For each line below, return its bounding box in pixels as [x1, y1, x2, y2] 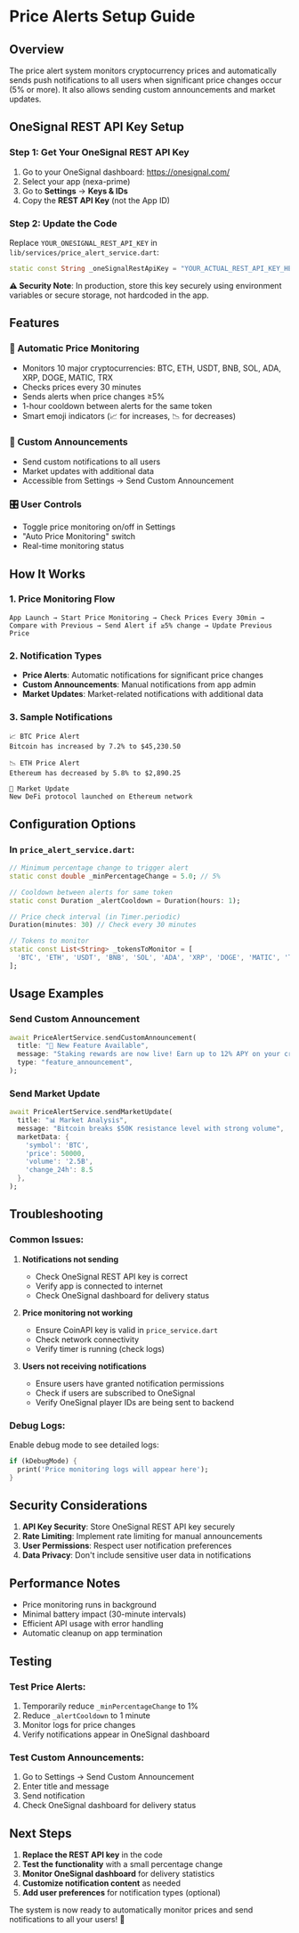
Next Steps [9, 1825, 72, 1841]
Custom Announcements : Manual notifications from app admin [21, 679, 256, 690]
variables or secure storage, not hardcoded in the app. [9, 290, 209, 300]
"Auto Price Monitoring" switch [21, 531, 136, 542]
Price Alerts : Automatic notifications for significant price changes [21, 670, 264, 681]
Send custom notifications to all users [21, 456, 161, 467]
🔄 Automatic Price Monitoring [9, 342, 140, 355]
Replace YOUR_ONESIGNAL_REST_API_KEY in [9, 237, 158, 248]
